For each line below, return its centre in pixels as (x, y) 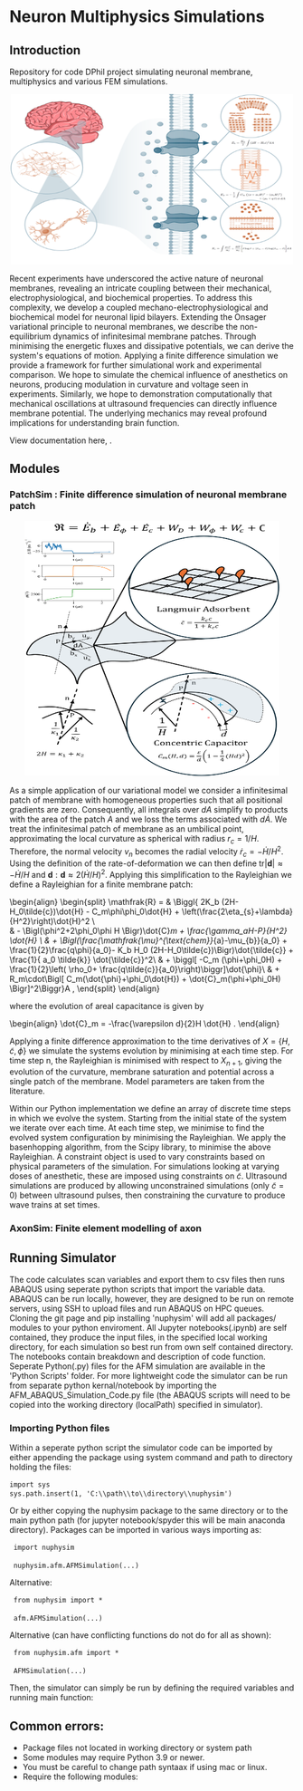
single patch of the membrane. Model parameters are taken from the (137, 1082)
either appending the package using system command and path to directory (151, 1458)
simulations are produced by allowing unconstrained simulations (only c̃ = (147, 1186)
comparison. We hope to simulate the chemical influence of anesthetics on (149, 375)
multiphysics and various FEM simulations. (89, 82)
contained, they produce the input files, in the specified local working (138, 1337)
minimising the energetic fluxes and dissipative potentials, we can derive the (151, 346)
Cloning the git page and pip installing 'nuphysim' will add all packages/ (143, 1318)
